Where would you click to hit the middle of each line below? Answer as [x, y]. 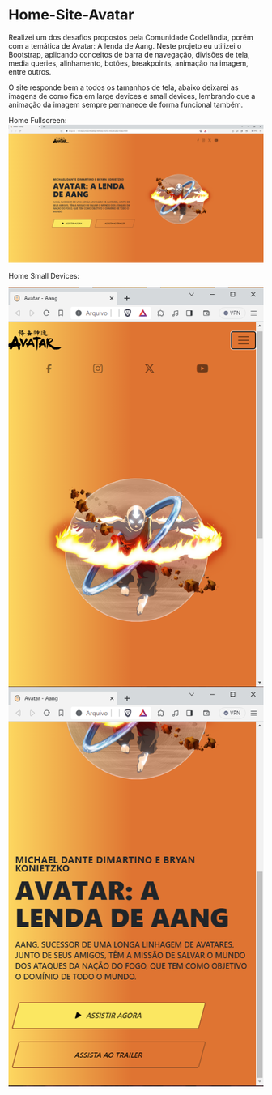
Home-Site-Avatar [71, 15]
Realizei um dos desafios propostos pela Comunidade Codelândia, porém [131, 37]
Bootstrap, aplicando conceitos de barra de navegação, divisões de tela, [129, 54]
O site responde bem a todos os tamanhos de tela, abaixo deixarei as [123, 87]
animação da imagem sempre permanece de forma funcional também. [126, 104]
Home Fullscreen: [38, 120]
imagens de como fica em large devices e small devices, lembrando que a [132, 96]
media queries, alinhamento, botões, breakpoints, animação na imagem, [128, 63]
